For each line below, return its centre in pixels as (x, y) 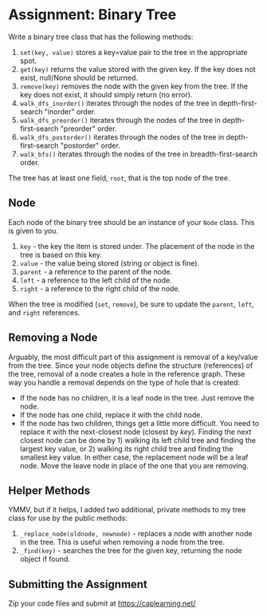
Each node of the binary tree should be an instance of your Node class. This (132, 222)
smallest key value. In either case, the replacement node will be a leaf (134, 457)
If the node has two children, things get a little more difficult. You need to (139, 423)
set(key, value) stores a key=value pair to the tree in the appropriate (134, 52)
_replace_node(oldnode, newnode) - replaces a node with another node (136, 534)
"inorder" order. (70, 111)
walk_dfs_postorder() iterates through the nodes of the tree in (122, 136)
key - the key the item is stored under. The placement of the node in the (137, 246)
